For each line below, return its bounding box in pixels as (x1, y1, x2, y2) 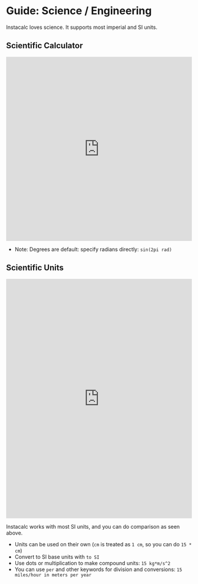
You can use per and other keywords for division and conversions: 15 (14, 566, 183, 573)
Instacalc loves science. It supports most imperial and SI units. (6, 24, 158, 31)
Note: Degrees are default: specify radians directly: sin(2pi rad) (14, 246, 172, 253)
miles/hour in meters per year (14, 572, 92, 578)
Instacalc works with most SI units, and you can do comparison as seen (6, 523, 180, 530)
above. (6, 529, 23, 536)
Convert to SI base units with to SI (14, 553, 100, 560)
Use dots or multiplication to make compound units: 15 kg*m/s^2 (14, 559, 171, 566)
